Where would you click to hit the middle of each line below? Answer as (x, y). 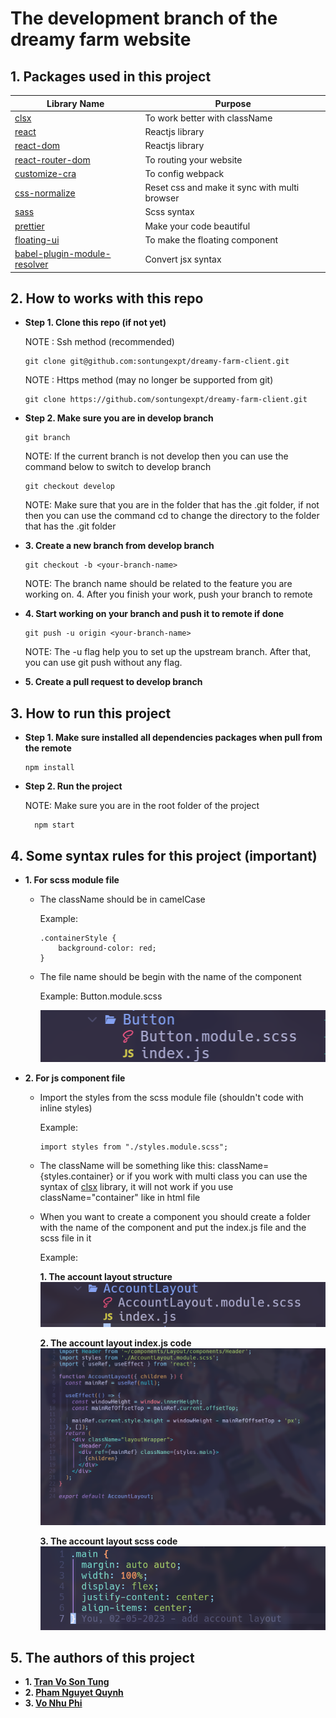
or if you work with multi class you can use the (211, 1176)
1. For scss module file (72, 879)
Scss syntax (169, 212)
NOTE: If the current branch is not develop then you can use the (156, 456)
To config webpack (184, 173)
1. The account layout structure (106, 1276)
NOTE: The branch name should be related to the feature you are (158, 584)
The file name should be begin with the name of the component (170, 976)
